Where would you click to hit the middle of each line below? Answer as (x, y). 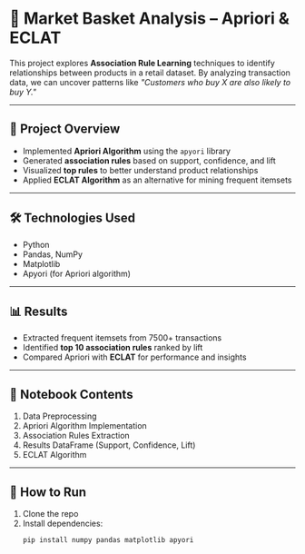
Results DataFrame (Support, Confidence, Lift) (109, 445)
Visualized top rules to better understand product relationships (140, 170)
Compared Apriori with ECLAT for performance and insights (134, 357)
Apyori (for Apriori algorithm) (77, 273)
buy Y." (23, 92)
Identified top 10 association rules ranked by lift (113, 348)
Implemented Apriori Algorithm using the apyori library (127, 151)
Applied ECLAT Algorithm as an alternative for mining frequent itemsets (157, 180)
